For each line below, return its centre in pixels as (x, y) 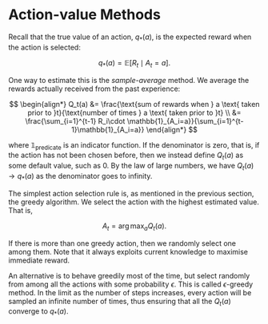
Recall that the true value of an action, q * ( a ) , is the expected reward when (130, 38)
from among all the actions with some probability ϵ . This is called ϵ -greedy (131, 284)
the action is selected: (45, 47)
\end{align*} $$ (172, 129)
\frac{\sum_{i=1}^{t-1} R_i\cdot (75, 121)
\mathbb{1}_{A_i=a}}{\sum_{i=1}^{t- (185, 121)
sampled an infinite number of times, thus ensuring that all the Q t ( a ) (120, 302)
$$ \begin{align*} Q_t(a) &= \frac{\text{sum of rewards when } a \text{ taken (134, 104)
